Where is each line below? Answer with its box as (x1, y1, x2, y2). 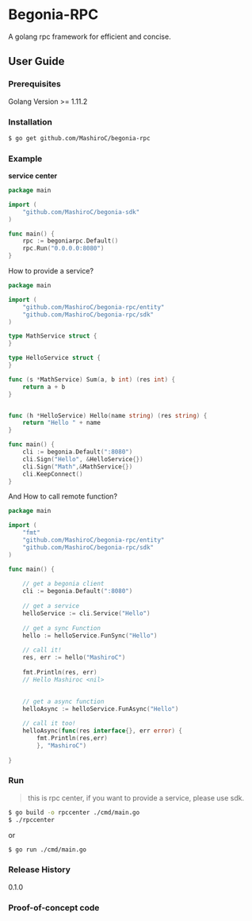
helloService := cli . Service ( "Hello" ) (22, 609, 151, 617)
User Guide (8, 55, 65, 68)
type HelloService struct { (8, 354, 101, 362)
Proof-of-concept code (8, 902, 100, 913)
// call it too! (22, 720, 77, 728)
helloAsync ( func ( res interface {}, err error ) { (22, 727, 182, 735)
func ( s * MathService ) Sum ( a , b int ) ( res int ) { (8, 375, 176, 384)
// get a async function (22, 697, 105, 706)
